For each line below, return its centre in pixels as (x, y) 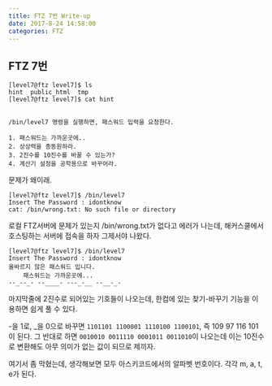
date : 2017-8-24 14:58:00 (52, 24)
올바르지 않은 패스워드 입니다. (52, 267)
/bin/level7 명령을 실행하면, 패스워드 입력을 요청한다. (91, 123)
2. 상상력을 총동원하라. (43, 147)
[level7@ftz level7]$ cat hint (61, 100)
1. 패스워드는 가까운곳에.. (47, 138)
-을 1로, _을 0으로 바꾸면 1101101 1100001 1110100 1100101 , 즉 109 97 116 (127, 327)
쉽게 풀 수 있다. (54, 309)
